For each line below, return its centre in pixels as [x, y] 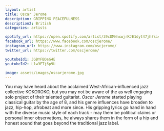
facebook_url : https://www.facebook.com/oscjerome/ [59, 41]
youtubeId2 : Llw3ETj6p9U [30, 64]
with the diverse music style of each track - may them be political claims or [81, 113]
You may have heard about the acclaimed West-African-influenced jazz [77, 87]
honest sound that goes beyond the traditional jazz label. [62, 123]
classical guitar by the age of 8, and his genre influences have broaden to [79, 102]
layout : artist [20, 10]
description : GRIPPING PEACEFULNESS [42, 19]
